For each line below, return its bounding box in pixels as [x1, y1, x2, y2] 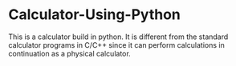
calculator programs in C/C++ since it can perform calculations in [8, 40, 225, 49]
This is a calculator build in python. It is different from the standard [8, 32, 229, 41]
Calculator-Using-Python [8, 6, 181, 24]
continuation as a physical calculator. [8, 49, 131, 58]
